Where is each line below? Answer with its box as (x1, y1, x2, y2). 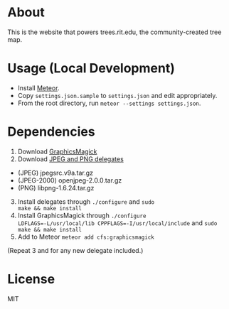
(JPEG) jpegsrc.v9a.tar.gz (17, 168, 94, 177)
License (7, 271, 55, 287)
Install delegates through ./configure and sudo (17, 197, 155, 206)
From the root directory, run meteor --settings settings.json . (17, 99, 201, 107)
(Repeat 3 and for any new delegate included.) (7, 246, 144, 254)
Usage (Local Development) (7, 60, 176, 77)
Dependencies (7, 124, 95, 140)
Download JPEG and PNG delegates (17, 154, 124, 163)
